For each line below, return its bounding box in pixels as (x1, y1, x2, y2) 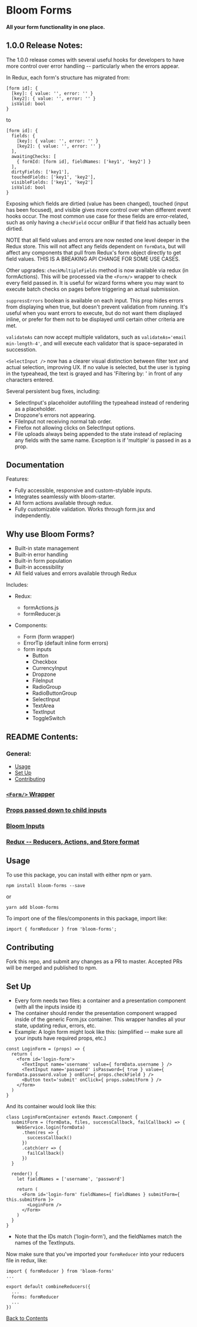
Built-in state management (14, 545, 79, 552)
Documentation (6, 459, 65, 469)
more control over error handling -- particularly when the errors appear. (6, 63, 180, 70)
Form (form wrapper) (23, 633, 75, 640)
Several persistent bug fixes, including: (6, 387, 101, 395)
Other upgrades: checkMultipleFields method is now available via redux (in (6, 267, 189, 274)
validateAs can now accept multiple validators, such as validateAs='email (6, 333, 186, 340)
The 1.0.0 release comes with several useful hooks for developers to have (6, 56, 185, 63)
